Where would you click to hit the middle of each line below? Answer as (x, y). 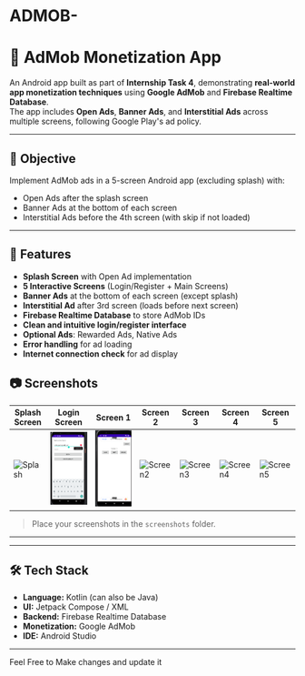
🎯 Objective (43, 159)
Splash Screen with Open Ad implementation (107, 276)
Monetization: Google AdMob (79, 626)
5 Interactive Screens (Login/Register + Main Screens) (125, 286)
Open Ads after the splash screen (85, 197)
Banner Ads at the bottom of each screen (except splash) (130, 296)
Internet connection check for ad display (100, 353)
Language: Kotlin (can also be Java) (90, 597)
